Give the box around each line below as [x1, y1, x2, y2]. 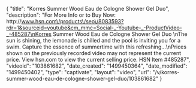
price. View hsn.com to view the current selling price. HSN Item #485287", [6, 56, 191, 63]
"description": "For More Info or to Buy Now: [6, 11, 116, 19]
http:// [6, 18, 22, 25]
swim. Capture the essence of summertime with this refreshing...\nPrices [6, 43, 187, 50]
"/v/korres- [152, 69, 180, 75]
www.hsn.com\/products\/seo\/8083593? [21, 18, 124, 25]
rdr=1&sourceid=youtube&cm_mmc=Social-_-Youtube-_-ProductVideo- [6, 24, 182, 31]
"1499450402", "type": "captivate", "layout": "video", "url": [6, 69, 152, 75]
